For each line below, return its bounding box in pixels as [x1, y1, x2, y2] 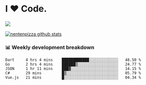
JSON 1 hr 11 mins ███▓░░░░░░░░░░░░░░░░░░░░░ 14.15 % [5, 66, 141, 71]
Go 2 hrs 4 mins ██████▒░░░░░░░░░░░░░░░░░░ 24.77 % [5, 61, 141, 67]
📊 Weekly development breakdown [5, 44, 94, 51]
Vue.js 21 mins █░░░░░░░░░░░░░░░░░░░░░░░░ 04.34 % [5, 75, 141, 80]
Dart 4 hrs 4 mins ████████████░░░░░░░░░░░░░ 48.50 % [5, 57, 141, 62]
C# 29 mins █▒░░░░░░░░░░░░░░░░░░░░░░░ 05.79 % [5, 70, 141, 75]
